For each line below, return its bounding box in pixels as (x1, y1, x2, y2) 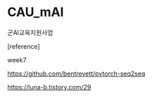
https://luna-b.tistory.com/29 (7, 83, 91, 91)
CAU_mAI (7, 4, 64, 20)
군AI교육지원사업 (7, 28, 53, 36)
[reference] (7, 42, 40, 50)
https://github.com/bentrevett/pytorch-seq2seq (7, 69, 146, 78)
